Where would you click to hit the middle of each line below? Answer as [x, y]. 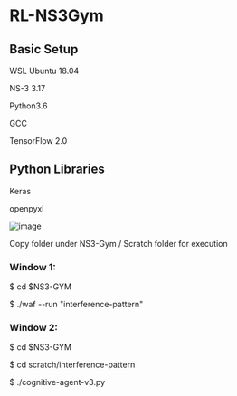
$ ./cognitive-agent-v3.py [57, 382]
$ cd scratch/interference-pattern [72, 365]
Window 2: [34, 328]
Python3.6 [28, 106]
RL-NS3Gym [57, 16]
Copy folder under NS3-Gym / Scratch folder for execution [118, 243]
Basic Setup [44, 49]
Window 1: [33, 267]
